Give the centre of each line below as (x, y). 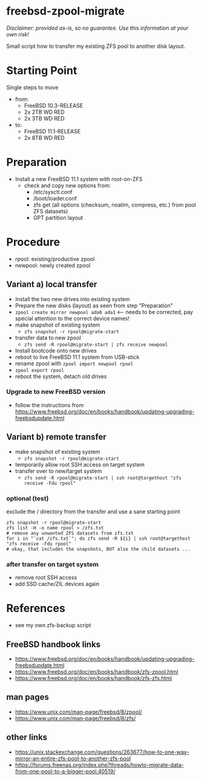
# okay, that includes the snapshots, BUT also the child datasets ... (98, 549)
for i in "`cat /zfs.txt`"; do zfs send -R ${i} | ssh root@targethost (98, 538)
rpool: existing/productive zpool (55, 259)
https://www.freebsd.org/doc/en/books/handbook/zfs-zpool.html (96, 672)
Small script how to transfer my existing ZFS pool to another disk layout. (96, 46)
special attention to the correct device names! (72, 318)
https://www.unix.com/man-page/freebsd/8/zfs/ (75, 718)
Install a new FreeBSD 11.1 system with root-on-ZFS (79, 179)
